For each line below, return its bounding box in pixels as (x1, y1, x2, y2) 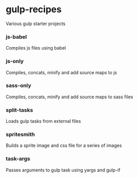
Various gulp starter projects (6, 20, 66, 27)
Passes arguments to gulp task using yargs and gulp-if (6, 167, 121, 173)
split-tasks (6, 106, 34, 114)
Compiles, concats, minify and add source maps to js (6, 69, 117, 75)
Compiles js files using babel (6, 45, 66, 51)
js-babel (6, 33, 27, 40)
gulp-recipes (6, 4, 62, 15)
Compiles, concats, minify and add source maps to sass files (6, 94, 133, 100)
